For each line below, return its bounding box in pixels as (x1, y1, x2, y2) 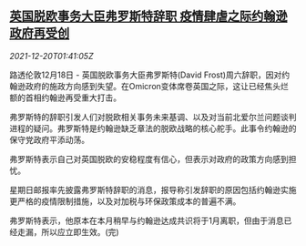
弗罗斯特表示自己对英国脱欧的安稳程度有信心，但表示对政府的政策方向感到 (9, 153, 289, 164)
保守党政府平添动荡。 (9, 134, 89, 145)
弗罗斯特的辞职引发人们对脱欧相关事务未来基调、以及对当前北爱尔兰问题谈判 (9, 111, 297, 122)
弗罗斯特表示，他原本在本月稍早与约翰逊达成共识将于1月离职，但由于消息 (9, 215, 284, 226)
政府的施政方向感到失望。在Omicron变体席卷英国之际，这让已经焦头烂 (25, 80, 290, 91)
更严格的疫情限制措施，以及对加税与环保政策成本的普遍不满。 (9, 195, 241, 207)
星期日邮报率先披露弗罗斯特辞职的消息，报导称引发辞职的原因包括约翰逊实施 (9, 184, 297, 195)
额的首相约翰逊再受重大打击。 (9, 92, 121, 103)
